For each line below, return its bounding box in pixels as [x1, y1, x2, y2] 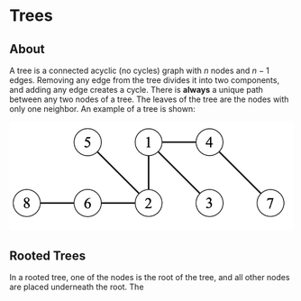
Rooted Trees [9, 248, 87, 263]
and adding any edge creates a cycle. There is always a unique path [9, 85, 264, 95]
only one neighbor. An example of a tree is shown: [9, 104, 196, 114]
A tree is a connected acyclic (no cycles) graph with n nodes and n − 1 [9, 65, 270, 76]
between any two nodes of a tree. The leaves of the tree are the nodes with [9, 94, 289, 105]
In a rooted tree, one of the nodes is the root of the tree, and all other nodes [9, 272, 290, 283]
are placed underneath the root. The [9, 281, 144, 293]
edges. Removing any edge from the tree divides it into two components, [9, 75, 280, 86]
